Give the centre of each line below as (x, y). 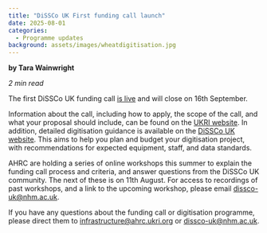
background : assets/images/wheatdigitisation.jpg (92, 45)
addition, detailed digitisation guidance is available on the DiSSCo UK (122, 131)
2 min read (26, 83)
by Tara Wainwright (41, 68)
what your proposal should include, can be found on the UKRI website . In (128, 122)
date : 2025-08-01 (37, 23)
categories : (28, 30)
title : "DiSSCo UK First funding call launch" (87, 16)
